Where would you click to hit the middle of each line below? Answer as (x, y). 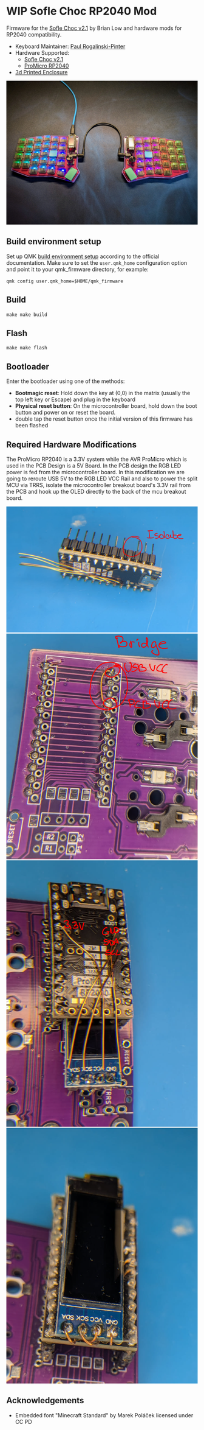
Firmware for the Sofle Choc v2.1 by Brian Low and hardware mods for (94, 28)
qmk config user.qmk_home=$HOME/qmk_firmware (65, 281)
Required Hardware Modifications (71, 445)
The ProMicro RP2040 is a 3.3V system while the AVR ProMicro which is (97, 459)
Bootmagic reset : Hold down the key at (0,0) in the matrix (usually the (103, 393)
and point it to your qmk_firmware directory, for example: (77, 269)
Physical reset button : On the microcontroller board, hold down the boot (106, 406)
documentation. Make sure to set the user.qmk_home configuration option (97, 262)
